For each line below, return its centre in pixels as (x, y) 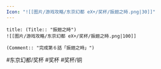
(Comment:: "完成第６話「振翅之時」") (51, 48)
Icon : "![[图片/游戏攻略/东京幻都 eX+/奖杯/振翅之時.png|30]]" (81, 12)
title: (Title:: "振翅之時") (41, 30)
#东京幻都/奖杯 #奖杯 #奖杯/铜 (44, 60)
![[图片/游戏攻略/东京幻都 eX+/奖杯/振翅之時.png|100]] (71, 36)
